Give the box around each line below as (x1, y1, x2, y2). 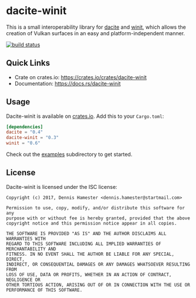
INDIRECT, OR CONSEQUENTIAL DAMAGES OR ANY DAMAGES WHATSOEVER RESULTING (6, 261, 191, 267)
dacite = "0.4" (6, 129, 43, 136)
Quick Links (6, 58, 50, 68)
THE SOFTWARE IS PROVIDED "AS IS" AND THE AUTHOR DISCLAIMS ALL (6, 231, 167, 236)
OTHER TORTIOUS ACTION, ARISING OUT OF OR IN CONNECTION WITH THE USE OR (6, 282, 191, 288)
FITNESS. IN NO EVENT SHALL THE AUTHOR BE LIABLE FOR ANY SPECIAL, (6, 251, 175, 257)
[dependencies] (6, 124, 43, 130)
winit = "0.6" (6, 140, 41, 146)
